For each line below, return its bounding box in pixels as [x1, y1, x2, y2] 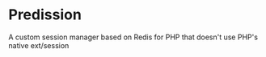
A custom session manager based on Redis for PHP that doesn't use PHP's [8, 32, 259, 42]
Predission [8, 6, 82, 24]
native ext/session [8, 40, 70, 50]
